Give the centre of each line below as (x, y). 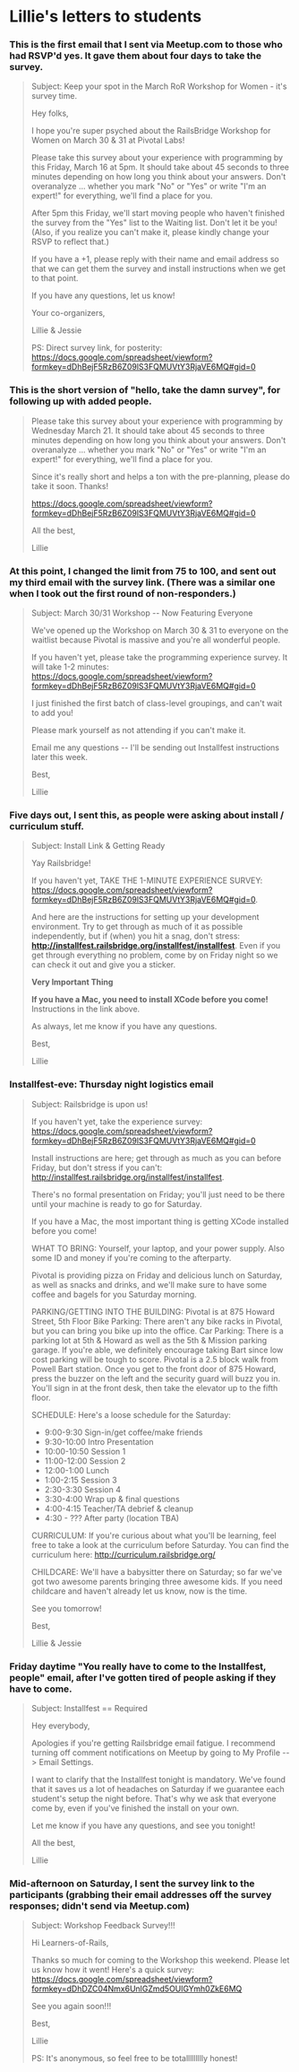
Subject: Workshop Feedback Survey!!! (103, 1926)
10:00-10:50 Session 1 (85, 1451)
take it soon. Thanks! (70, 485)
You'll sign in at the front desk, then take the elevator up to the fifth (154, 1387)
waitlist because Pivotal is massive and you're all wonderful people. (156, 640)
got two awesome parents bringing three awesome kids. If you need (157, 1581)
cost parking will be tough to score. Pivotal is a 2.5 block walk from (155, 1359)
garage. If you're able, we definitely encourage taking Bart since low (157, 1350)
